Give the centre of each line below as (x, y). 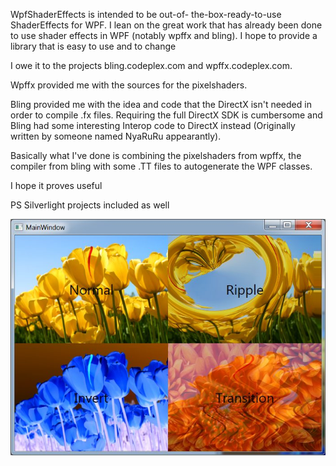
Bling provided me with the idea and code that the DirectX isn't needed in (161, 104)
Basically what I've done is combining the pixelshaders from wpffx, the (156, 155)
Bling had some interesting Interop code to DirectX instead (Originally (153, 125)
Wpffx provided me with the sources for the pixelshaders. (129, 85)
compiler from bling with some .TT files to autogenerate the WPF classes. (161, 166)
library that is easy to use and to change (93, 46)
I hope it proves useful (56, 185)
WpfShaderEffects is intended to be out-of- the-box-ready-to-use (146, 14)
